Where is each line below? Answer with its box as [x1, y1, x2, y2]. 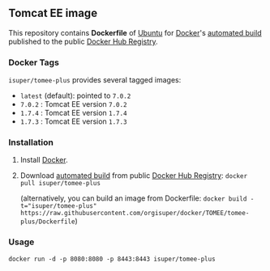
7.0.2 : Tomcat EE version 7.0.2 [19, 100, 127, 109]
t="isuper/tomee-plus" [19, 202, 97, 210]
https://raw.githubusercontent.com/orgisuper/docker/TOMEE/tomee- [19, 210, 250, 218]
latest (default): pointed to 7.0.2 [19, 91, 131, 100]
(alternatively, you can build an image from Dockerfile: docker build [19, 193, 247, 203]
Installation [8, 137, 54, 148]
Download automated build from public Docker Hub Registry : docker [19, 171, 248, 180]
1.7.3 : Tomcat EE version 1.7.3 [19, 116, 127, 126]
